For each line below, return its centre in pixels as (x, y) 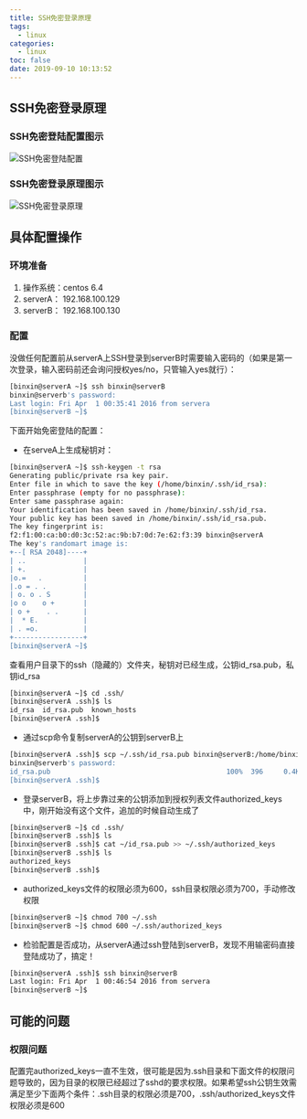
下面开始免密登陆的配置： (58, 431)
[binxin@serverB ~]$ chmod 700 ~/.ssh (83, 917)
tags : (20, 27)
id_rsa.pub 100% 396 (136, 772)
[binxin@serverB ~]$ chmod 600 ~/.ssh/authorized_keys (116, 926)
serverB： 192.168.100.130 (71, 310)
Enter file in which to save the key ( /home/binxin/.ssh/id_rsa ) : (138, 485)
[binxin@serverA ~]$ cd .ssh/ (67, 693)
